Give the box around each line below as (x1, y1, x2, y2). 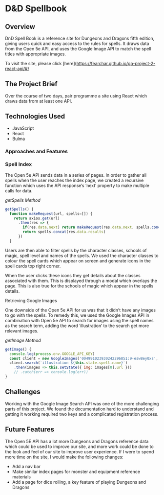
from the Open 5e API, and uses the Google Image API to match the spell (5, 46, 151, 51)
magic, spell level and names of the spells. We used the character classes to (5, 253, 159, 259)
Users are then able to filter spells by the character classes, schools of (5, 247, 147, 253)
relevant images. (5, 328, 39, 333)
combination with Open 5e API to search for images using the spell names (5, 317, 154, 323)
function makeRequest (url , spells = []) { (9, 211, 93, 216)
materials (12, 473, 31, 480)
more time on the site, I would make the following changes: (5, 454, 123, 460)
